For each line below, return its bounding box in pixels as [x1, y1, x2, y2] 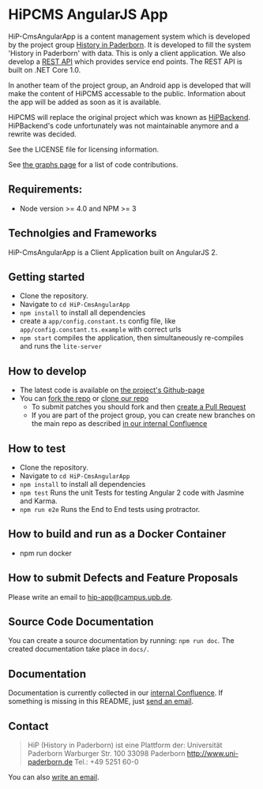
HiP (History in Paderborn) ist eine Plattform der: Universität [27, 740, 223, 750]
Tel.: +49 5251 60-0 [74, 757, 140, 767]
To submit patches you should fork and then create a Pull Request [31, 402, 246, 412]
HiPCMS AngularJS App [8, 6, 168, 24]
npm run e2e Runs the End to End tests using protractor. [19, 505, 201, 514]
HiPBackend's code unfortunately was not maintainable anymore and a [8, 121, 239, 130]
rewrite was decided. [8, 129, 77, 139]
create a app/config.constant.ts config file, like [19, 316, 176, 326]
